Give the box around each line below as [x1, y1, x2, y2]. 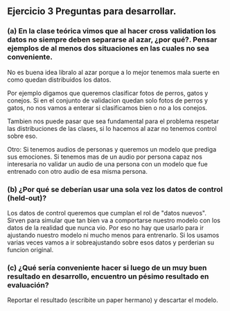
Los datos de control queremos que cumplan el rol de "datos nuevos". [7, 208, 206, 217]
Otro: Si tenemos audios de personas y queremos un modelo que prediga [7, 145, 217, 153]
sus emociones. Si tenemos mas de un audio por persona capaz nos [7, 152, 203, 161]
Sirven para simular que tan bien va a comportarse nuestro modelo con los [7, 216, 220, 224]
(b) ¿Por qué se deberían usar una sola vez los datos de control [7, 184, 223, 194]
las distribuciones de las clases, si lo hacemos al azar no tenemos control [7, 124, 217, 132]
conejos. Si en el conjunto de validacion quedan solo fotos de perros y [7, 96, 209, 105]
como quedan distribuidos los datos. [7, 75, 112, 84]
